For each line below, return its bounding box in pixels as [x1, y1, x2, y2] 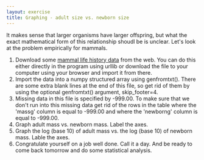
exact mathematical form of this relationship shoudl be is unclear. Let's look [6, 38, 196, 45]
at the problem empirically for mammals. [6, 44, 108, 52]
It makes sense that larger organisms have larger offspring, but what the [6, 31, 188, 38]
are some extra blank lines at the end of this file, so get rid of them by [15, 82, 190, 89]
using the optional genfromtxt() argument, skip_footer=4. [15, 88, 158, 96]
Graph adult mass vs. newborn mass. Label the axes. [15, 120, 148, 128]
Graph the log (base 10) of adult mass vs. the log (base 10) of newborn [15, 127, 193, 134]
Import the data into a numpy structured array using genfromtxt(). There [15, 75, 196, 83]
